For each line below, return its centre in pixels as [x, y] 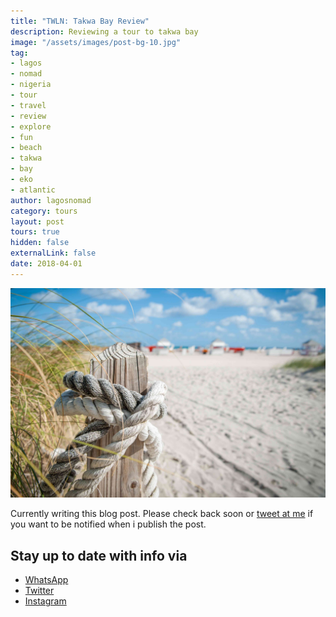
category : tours [44, 211]
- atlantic [33, 190]
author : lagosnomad [51, 200]
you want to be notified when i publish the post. [108, 524]
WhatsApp [46, 580]
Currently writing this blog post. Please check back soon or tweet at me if [162, 514]
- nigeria [31, 85]
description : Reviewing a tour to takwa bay [104, 31]
